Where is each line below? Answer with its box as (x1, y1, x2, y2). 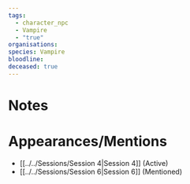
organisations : (8, 41, 58, 49)
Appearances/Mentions (8, 133, 168, 150)
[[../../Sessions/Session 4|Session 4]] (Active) (19, 158, 169, 167)
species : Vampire (8, 48, 65, 56)
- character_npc (15, 19, 69, 27)
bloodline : (8, 56, 44, 64)
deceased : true (8, 63, 58, 71)
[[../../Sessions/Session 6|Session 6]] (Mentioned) (19, 167, 183, 176)
